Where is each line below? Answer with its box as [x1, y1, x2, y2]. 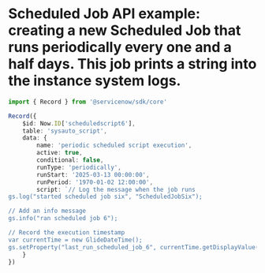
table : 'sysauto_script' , [22, 127, 108, 135]
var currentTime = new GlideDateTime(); [8, 236, 144, 244]
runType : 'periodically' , [36, 163, 122, 171]
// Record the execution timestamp [8, 229, 125, 237]
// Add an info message [8, 207, 87, 215]
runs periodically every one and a [8, 39, 232, 56]
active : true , [36, 149, 83, 157]
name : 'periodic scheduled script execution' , [36, 141, 192, 150]
